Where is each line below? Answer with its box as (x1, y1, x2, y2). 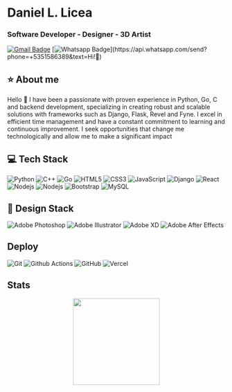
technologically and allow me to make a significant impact (7, 132, 172, 141)
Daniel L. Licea (7, 5, 93, 21)
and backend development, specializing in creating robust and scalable (7, 103, 211, 112)
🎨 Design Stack (7, 202, 74, 214)
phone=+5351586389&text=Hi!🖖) (7, 53, 102, 61)
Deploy (7, 241, 39, 253)
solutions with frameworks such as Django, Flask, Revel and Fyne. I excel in (7, 110, 223, 118)
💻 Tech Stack (7, 153, 69, 165)
